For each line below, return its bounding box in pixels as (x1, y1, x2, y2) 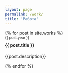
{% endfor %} (5, 63, 34, 69)
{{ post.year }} (5, 35, 30, 40)
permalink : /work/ (5, 12, 43, 17)
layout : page (5, 7, 32, 12)
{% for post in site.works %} (5, 30, 63, 36)
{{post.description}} (5, 53, 46, 59)
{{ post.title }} (5, 42, 35, 48)
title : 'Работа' (5, 16, 39, 21)
